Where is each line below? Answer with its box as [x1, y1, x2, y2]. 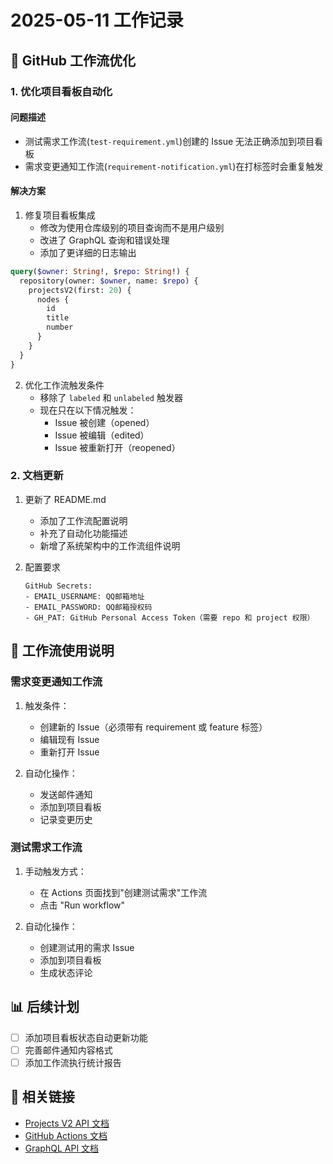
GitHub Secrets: [24, 581, 93, 591]
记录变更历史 [39, 813, 93, 825]
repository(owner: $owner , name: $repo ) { [19, 276, 199, 286]
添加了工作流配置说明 [39, 514, 128, 526]
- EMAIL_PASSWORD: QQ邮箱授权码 [24, 602, 153, 612]
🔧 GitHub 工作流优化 [10, 52, 136, 69]
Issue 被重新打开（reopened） [54, 441, 181, 453]
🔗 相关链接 [10, 1089, 75, 1106]
